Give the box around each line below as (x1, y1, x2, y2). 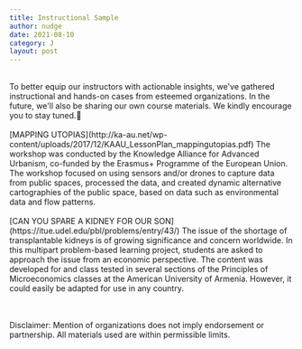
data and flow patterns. (9, 196, 96, 208)
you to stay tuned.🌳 (9, 110, 82, 121)
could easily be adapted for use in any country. (9, 283, 185, 294)
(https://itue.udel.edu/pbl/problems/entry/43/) (9, 225, 180, 236)
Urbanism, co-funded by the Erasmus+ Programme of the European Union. (9, 158, 288, 169)
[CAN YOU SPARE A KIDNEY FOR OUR (9, 216, 152, 227)
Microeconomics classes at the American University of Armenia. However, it (9, 273, 292, 285)
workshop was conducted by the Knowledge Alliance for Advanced (9, 148, 260, 159)
